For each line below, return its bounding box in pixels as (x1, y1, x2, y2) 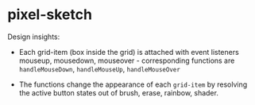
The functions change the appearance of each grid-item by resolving (18, 80, 248, 89)
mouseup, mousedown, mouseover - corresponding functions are (18, 56, 235, 65)
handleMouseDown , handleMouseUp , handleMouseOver (18, 64, 180, 73)
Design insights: (7, 32, 60, 41)
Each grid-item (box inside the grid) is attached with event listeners (18, 47, 239, 56)
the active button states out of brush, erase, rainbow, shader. (18, 87, 219, 97)
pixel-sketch (7, 6, 93, 24)
